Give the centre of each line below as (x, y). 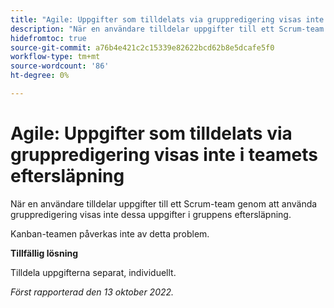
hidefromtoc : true (48, 38)
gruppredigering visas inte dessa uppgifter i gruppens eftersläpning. (151, 214)
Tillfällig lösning (44, 253)
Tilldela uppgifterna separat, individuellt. (93, 272)
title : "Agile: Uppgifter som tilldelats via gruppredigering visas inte (167, 19)
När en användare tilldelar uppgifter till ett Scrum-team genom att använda (164, 203)
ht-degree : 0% (40, 76)
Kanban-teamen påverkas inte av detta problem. (110, 233)
